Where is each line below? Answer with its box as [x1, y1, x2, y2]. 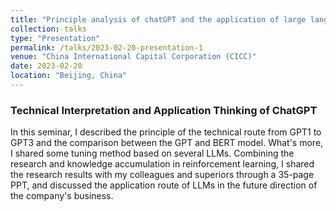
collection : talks [10, 24, 87, 34]
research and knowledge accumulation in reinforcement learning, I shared [10, 158, 315, 170]
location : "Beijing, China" [10, 71, 128, 81]
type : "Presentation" [10, 33, 101, 43]
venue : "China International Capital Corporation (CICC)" [10, 52, 257, 62]
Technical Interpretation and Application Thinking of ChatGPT [10, 103, 318, 117]
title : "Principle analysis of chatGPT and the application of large [10, 14, 307, 25]
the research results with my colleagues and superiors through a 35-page [10, 169, 315, 181]
